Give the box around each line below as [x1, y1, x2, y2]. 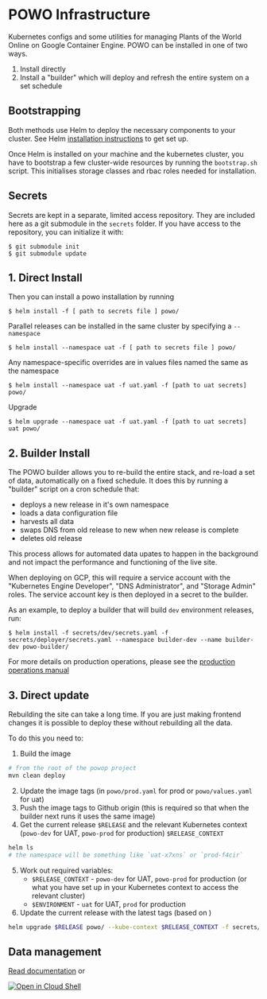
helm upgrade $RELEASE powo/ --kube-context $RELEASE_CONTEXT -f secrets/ [8, 923, 261, 931]
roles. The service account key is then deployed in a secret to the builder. [8, 590, 249, 600]
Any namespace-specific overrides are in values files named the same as [8, 358, 249, 367]
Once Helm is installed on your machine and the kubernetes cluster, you [8, 149, 244, 158]
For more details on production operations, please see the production [8, 657, 236, 667]
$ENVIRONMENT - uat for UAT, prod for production [31, 899, 187, 908]
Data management [8, 945, 102, 958]
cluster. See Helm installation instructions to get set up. [8, 134, 189, 143]
